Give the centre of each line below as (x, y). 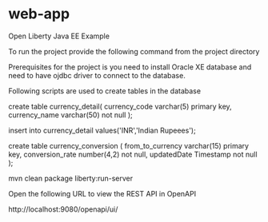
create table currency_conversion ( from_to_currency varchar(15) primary (129, 145)
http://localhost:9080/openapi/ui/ (63, 209)
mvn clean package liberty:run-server (71, 178)
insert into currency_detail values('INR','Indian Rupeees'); (102, 130)
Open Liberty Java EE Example (59, 36)
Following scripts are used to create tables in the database (105, 91)
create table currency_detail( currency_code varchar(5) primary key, (120, 106)
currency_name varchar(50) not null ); (71, 115)
